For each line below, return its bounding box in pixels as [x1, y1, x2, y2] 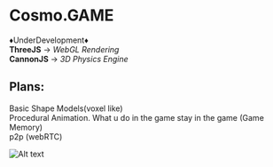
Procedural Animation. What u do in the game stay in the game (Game [9, 112, 264, 123]
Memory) [9, 122, 43, 132]
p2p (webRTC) [9, 131, 63, 142]
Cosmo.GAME [9, 5, 114, 26]
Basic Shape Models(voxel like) [9, 103, 123, 114]
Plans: [9, 79, 45, 94]
